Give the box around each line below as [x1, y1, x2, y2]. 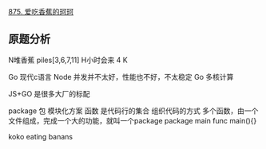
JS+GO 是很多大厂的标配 [8, 88, 90, 98]
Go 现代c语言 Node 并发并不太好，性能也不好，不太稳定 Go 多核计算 [8, 72, 234, 81]
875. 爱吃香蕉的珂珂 [8, 7, 74, 16]
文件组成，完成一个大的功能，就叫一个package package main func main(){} [8, 116, 257, 125]
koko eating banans [8, 131, 73, 141]
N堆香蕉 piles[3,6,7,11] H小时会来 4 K [8, 55, 128, 65]
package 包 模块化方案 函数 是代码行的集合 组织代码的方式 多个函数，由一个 [8, 106, 259, 116]
